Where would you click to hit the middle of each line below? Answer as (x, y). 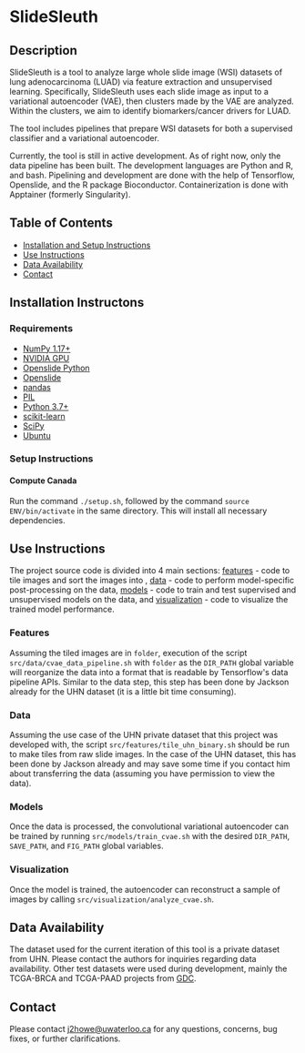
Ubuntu (37, 435)
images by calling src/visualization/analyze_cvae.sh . (112, 899)
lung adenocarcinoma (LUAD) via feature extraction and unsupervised (141, 82)
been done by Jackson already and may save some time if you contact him (150, 764)
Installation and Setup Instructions (86, 245)
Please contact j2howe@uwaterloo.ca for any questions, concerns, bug (143, 1029)
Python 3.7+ (46, 406)
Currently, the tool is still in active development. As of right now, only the (145, 156)
